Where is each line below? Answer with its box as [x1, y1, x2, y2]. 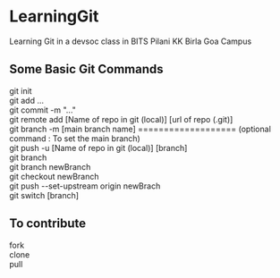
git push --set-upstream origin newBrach [9, 181, 161, 191]
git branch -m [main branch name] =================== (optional [9, 123, 271, 134]
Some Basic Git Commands [9, 62, 164, 77]
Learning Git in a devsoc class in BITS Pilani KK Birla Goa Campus [9, 36, 252, 46]
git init [9, 85, 33, 96]
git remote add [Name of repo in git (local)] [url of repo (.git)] [9, 114, 233, 124]
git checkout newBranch [9, 171, 99, 181]
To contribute [9, 216, 87, 232]
